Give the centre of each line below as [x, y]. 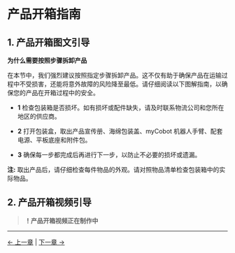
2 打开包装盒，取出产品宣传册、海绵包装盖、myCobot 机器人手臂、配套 [120, 131]
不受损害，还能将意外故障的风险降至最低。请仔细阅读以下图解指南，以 [120, 84]
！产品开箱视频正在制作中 [61, 220]
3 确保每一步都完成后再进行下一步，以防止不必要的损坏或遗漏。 [109, 155]
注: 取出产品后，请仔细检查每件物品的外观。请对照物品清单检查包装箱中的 [113, 169]
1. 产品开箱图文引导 [49, 42]
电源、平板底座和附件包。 [54, 140]
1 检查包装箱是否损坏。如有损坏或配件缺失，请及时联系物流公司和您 [114, 108]
